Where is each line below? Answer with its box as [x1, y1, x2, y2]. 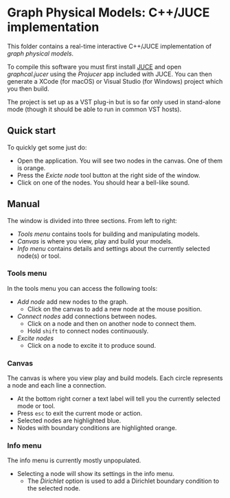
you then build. [7, 84, 49, 93]
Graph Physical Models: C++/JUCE [7, 5, 210, 21]
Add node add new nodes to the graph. [16, 297, 128, 306]
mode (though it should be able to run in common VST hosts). [7, 105, 182, 113]
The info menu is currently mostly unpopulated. [7, 456, 141, 464]
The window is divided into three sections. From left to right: [7, 216, 177, 224]
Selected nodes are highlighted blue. [16, 416, 122, 425]
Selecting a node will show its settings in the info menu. [16, 470, 174, 478]
